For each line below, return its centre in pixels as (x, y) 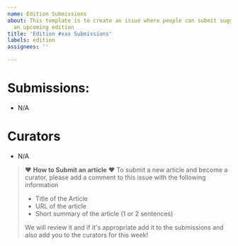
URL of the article (61, 206)
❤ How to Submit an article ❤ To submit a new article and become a (126, 169)
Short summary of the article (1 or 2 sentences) (104, 213)
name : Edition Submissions (47, 14)
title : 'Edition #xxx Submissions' (60, 34)
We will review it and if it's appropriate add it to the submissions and (124, 227)
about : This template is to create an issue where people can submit (112, 21)
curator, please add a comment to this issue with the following (115, 177)
